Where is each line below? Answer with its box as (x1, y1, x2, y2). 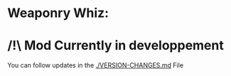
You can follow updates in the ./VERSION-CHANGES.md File (7, 61, 183, 70)
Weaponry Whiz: (7, 5, 109, 21)
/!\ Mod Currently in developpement (7, 38, 224, 54)
